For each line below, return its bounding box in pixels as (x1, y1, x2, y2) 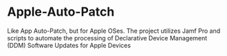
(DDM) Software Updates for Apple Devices (7, 41, 131, 49)
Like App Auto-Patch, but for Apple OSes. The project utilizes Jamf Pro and (7, 27, 221, 35)
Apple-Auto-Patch (7, 4, 115, 20)
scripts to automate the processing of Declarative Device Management (7, 33, 208, 42)
